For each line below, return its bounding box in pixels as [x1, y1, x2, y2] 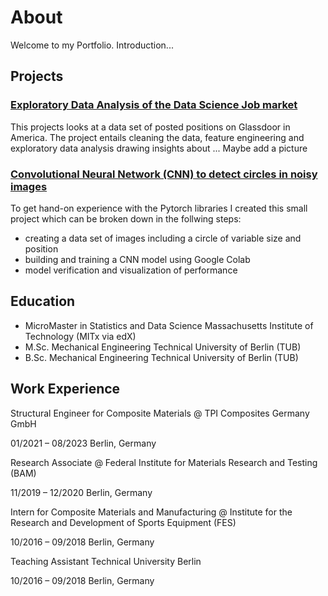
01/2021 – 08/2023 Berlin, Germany [10, 437, 157, 449]
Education [10, 293, 76, 310]
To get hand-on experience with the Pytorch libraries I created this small [10, 202, 308, 214]
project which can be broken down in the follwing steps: [10, 212, 242, 225]
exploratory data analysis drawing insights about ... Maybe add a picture [10, 142, 308, 154]
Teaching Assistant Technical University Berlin [10, 555, 202, 567]
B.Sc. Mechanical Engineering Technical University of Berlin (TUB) [24, 351, 299, 363]
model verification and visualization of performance [24, 264, 238, 276]
